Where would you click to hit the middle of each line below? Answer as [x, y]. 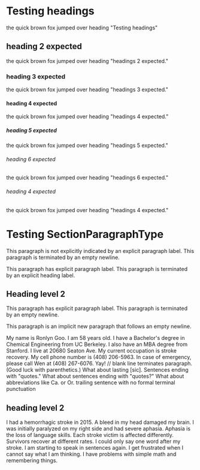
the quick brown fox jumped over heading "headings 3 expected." [87, 90]
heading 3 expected [36, 76]
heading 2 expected [44, 46]
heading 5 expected [31, 130]
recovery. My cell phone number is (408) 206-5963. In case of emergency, [99, 357]
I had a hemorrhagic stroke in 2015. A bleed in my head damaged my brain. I [100, 422]
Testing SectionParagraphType [85, 234]
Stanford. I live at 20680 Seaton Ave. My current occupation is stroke [91, 351]
